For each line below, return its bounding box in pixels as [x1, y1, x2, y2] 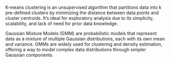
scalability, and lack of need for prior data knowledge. [5, 20, 119, 26]
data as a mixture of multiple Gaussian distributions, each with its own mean [5, 36, 165, 42]
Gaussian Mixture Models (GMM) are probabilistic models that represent [5, 30, 157, 36]
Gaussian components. [5, 52, 54, 58]
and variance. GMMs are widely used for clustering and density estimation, [5, 41, 163, 47]
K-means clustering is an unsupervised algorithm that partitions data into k [5, 5, 162, 10]
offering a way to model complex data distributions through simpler [5, 47, 147, 52]
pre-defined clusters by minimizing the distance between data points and [5, 10, 159, 16]
